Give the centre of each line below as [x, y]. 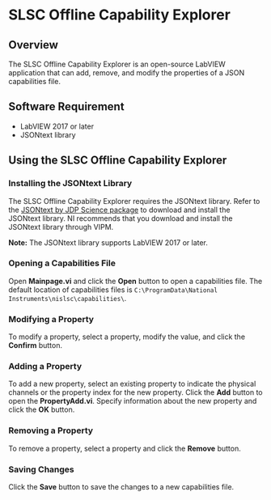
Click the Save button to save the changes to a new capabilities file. [121, 486]
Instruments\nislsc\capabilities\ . [68, 298]
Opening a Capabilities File [62, 263]
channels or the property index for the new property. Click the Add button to [135, 392]
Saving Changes [41, 469]
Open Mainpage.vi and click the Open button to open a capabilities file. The [135, 281]
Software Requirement [66, 107]
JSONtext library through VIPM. [61, 227]
